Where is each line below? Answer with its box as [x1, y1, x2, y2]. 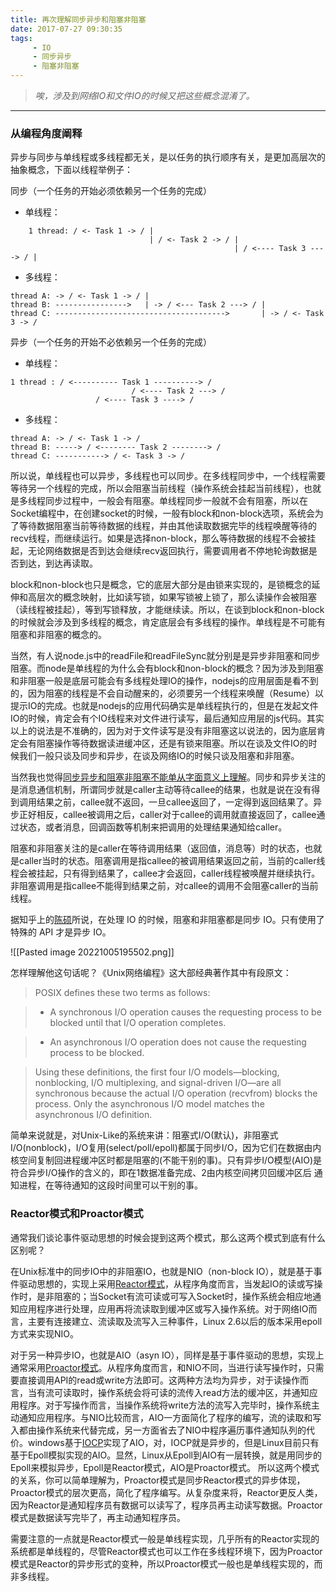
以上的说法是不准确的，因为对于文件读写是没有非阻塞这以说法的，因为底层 [10, 725, 317, 737]
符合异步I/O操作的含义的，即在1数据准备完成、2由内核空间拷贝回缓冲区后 [10, 1167, 312, 1179]
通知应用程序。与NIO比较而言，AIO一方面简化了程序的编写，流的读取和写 [18, 1411, 322, 1423]
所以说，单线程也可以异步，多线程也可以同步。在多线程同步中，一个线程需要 [10, 470, 326, 482]
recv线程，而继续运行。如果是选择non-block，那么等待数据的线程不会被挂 [10, 532, 317, 545]
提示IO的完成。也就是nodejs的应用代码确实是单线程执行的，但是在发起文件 [10, 700, 319, 712]
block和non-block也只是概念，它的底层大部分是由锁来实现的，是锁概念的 [10, 579, 312, 591]
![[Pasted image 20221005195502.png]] [10, 946, 175, 958]
